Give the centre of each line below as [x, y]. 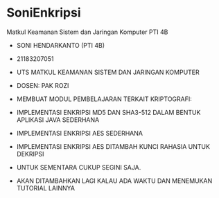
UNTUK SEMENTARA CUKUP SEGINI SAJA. [79, 167]
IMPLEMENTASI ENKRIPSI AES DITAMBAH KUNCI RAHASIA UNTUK [113, 146]
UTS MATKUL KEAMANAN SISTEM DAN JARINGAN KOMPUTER [108, 72]
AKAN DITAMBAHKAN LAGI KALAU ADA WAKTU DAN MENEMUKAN [114, 181]
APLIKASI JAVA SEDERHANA [58, 120]
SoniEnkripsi [44, 13]
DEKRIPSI [30, 154]
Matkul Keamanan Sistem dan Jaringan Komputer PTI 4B [87, 32]
